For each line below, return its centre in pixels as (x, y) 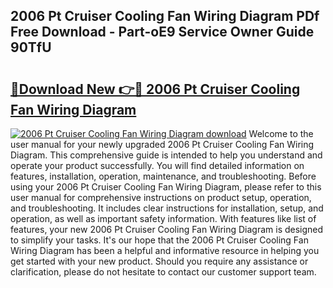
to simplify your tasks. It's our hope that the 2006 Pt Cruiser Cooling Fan (159, 240)
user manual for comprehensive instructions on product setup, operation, (161, 197)
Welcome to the (281, 133)
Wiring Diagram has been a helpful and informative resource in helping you (165, 250)
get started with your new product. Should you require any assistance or (159, 261)
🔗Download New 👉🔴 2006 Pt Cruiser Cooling (155, 89)
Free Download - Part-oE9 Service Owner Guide (162, 32)
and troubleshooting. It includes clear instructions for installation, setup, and (167, 208)
